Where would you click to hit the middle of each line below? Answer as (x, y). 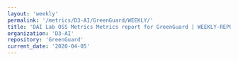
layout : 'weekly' (33, 14)
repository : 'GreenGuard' (45, 40)
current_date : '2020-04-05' (49, 46)
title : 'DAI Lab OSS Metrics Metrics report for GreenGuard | (101, 27)
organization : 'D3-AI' (41, 33)
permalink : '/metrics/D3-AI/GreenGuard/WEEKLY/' (80, 20)
